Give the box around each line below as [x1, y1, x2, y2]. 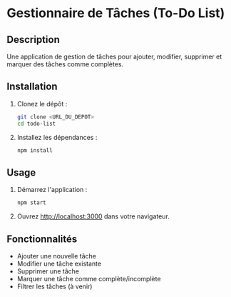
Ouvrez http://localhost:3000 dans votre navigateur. [16, 212, 170, 221]
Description [6, 34, 60, 46]
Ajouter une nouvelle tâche [16, 251, 97, 260]
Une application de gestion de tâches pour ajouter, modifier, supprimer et [6, 52, 222, 61]
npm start [16, 199, 47, 206]
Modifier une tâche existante [16, 259, 101, 268]
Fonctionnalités [6, 233, 78, 245]
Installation [6, 81, 58, 93]
